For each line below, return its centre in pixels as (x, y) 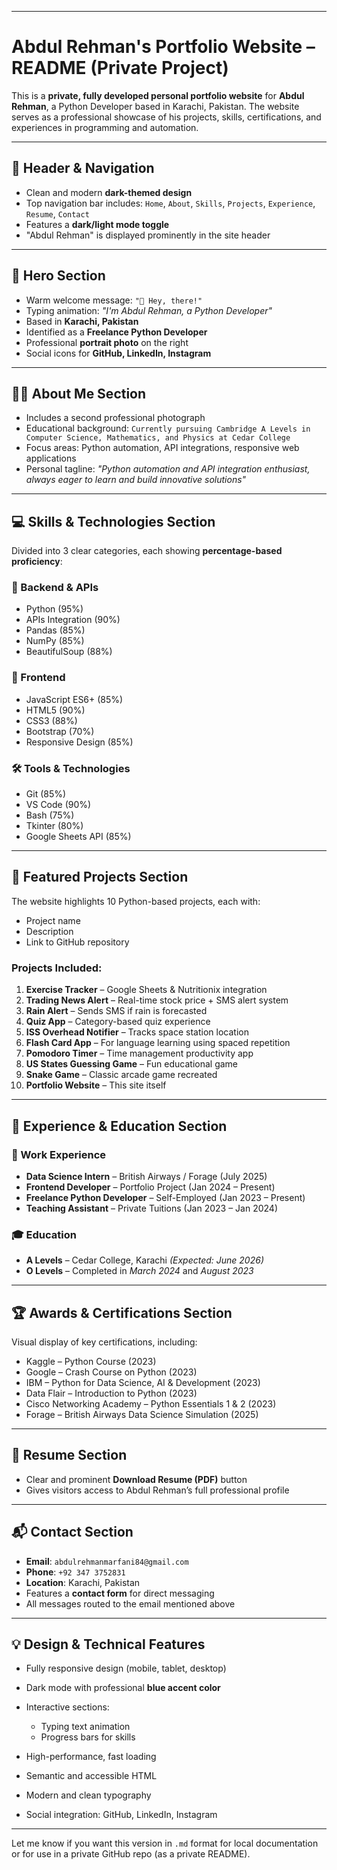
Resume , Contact (57, 213)
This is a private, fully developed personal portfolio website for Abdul (158, 95)
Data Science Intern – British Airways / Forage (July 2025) (146, 1176)
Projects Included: (57, 968)
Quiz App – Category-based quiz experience (118, 1022)
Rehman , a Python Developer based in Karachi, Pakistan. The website (155, 106)
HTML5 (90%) (55, 710)
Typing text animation (85, 1727)
